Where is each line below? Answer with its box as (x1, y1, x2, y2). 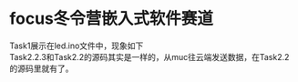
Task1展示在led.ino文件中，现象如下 (9, 40, 144, 51)
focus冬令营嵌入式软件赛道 (9, 8, 214, 29)
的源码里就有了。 (9, 63, 74, 74)
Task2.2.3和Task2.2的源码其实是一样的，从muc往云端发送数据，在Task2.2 (9, 51, 290, 62)
